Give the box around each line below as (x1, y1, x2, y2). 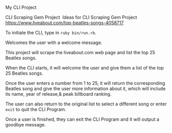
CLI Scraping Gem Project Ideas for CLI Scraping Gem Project (5, 14, 138, 20)
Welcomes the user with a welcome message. (5, 39, 103, 46)
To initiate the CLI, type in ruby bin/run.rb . (5, 30, 97, 35)
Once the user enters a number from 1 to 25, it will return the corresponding (5, 80, 165, 86)
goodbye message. (5, 122, 46, 127)
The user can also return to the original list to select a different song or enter (5, 101, 167, 107)
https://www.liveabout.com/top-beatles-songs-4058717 (5, 20, 124, 26)
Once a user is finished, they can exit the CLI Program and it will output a (5, 116, 160, 122)
